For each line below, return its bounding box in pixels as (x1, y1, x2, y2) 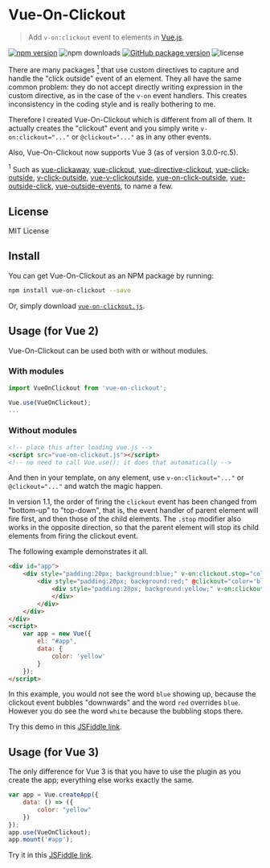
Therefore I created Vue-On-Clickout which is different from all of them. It (8, 114, 252, 124)
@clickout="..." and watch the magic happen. (8, 482, 163, 491)
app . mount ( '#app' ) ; (8, 836, 74, 844)
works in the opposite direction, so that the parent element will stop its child (8, 523, 260, 532)
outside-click (8, 181, 52, 191)
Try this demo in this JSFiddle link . (8, 722, 122, 732)
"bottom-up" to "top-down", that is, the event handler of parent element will (8, 506, 259, 515)
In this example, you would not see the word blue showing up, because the (8, 689, 256, 699)
